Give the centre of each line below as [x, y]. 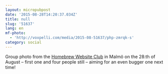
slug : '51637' [20, 24]
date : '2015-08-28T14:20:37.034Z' [42, 14]
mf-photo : [16, 33]
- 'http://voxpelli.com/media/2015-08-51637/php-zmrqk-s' [72, 38]
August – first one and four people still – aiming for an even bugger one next [84, 62]
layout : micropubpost [28, 10]
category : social [23, 42]
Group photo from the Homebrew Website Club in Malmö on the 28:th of [80, 56]
